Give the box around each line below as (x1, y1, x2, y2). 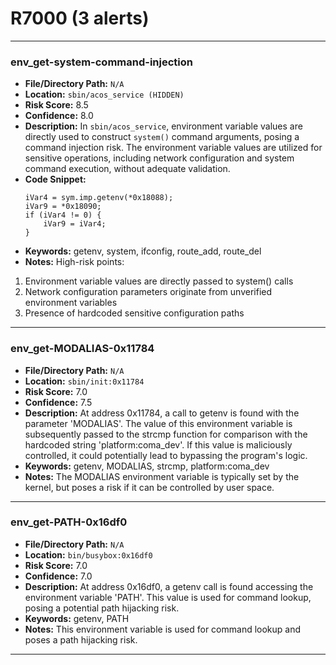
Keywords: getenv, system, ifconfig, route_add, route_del (24, 245, 262, 257)
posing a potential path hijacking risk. (24, 602, 180, 614)
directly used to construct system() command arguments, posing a (24, 131, 300, 143)
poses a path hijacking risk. (24, 633, 138, 646)
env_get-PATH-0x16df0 (10, 515, 128, 529)
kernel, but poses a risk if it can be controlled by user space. (24, 481, 275, 493)
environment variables (24, 297, 118, 309)
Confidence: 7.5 (24, 396, 93, 408)
